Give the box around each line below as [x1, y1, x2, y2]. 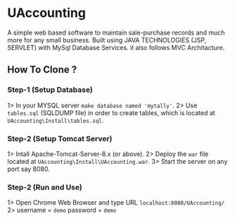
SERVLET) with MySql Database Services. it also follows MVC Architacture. [7, 43, 225, 52]
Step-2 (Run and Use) [7, 182, 82, 192]
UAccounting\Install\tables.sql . [7, 116, 104, 124]
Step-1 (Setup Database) [7, 85, 93, 95]
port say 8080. [7, 165, 51, 173]
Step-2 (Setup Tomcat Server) [7, 133, 113, 143]
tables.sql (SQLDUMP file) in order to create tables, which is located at [7, 108, 216, 117]
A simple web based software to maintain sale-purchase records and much [7, 28, 225, 37]
